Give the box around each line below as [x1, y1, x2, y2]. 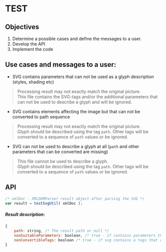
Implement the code [12, 46, 53, 52]
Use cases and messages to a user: [5, 60, 117, 69]
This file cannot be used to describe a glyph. [17, 158, 109, 164]
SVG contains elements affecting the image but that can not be [12, 108, 140, 114]
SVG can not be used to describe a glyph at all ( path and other [12, 143, 139, 149]
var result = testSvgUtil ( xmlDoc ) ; [5, 201, 83, 206]
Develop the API [12, 41, 45, 47]
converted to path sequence [12, 114, 70, 120]
